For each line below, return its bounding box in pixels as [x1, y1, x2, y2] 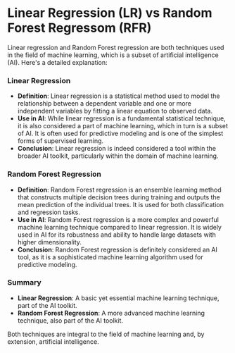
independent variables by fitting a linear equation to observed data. [17, 107, 213, 116]
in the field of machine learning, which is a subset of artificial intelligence [7, 51, 220, 59]
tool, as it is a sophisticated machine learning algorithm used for [17, 252, 204, 261]
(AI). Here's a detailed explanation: [7, 58, 108, 66]
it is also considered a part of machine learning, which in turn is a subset [17, 122, 229, 130]
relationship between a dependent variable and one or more [17, 99, 192, 108]
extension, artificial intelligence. [7, 337, 100, 346]
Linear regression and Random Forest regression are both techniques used [7, 43, 224, 51]
